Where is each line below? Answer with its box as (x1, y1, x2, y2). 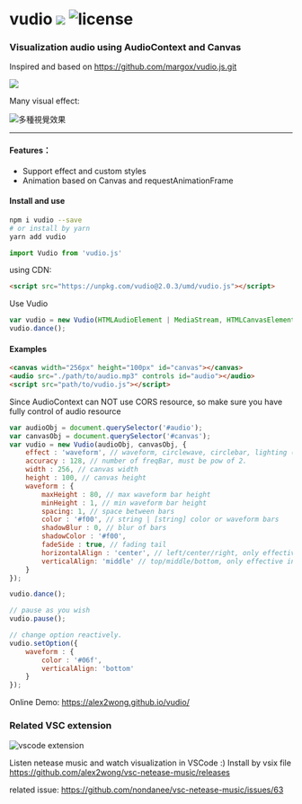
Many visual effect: (9, 95, 80, 107)
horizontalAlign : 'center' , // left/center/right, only (41, 548, 259, 557)
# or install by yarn (9, 224, 91, 233)
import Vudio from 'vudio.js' (9, 248, 123, 258)
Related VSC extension (9, 720, 112, 732)
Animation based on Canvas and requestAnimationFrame (22, 175, 234, 186)
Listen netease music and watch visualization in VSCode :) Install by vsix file (9, 757, 292, 768)
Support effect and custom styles (22, 165, 147, 176)
